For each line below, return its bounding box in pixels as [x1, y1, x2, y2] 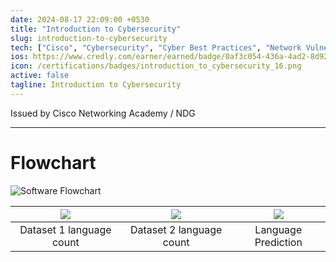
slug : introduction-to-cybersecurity [10, 33, 168, 43]
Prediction [254, 235, 303, 249]
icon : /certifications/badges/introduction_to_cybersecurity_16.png [10, 61, 302, 71]
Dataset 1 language [19, 222, 112, 236]
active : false [10, 71, 70, 81]
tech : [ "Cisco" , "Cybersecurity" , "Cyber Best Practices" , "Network [10, 42, 302, 53]
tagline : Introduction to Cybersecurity [10, 80, 182, 90]
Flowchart [10, 151, 97, 174]
